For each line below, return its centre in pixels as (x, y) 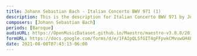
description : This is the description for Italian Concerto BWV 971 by (95, 17)
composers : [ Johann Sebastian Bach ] (51, 22)
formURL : (17, 38)
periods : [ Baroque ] (30, 28)
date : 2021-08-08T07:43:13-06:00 (47, 44)
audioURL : (18, 33)
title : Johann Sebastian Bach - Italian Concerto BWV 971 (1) (84, 11)
